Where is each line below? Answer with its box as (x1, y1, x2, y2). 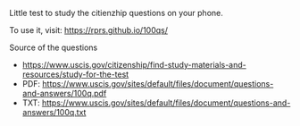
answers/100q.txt (21, 107, 87, 117)
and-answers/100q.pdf (21, 88, 107, 98)
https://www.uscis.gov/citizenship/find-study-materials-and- (21, 60, 247, 70)
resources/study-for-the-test (21, 69, 129, 80)
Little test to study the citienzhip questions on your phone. (9, 8, 223, 18)
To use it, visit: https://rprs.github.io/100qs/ (9, 25, 168, 35)
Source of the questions (9, 42, 98, 53)
